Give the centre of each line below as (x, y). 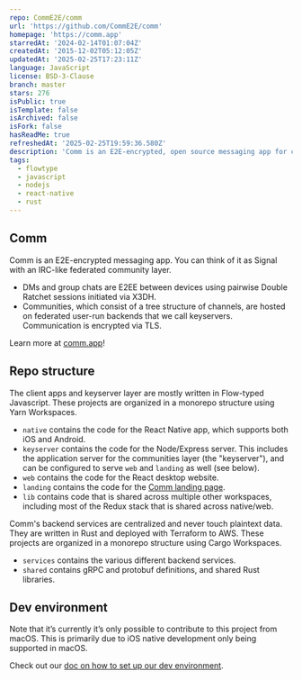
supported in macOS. (49, 648)
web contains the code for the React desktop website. (120, 477)
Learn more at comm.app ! (57, 342)
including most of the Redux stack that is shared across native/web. (148, 506)
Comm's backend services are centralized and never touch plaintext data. (146, 523)
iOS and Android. (54, 439)
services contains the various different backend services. (129, 560)
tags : (19, 160)
